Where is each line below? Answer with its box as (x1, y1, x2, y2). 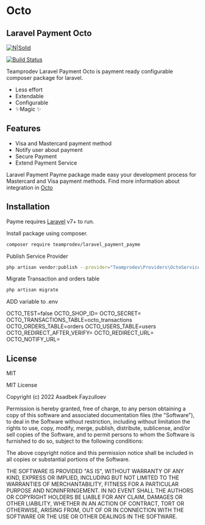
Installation (6, 202, 50, 212)
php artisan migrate (6, 287, 59, 293)
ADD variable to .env (6, 298, 59, 305)
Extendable (15, 93, 44, 99)
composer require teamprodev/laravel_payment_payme (6, 241, 140, 248)
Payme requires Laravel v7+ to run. (6, 218, 95, 225)
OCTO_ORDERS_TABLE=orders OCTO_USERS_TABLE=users (6, 323, 157, 330)
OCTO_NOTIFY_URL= (6, 336, 60, 343)
